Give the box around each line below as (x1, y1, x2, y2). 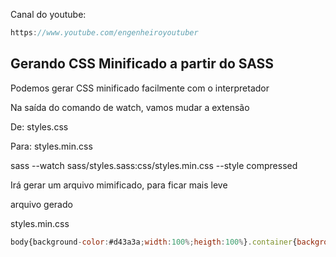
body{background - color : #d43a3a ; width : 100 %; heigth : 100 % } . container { (10, 237, 298, 247)
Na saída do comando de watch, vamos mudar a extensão (10, 101, 250, 113)
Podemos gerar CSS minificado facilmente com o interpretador (10, 82, 270, 94)
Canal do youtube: (10, 9, 87, 20)
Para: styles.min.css (10, 140, 93, 152)
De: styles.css (10, 120, 69, 133)
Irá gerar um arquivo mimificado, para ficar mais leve (10, 179, 228, 191)
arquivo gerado (10, 198, 73, 210)
